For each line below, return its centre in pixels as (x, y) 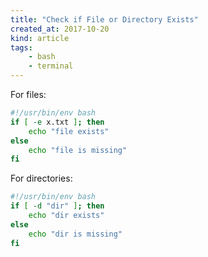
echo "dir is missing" (75, 234)
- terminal (51, 66)
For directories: (41, 178)
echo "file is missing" (78, 150)
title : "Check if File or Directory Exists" (104, 19)
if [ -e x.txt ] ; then (57, 122)
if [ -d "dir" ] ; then (57, 206)
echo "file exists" (69, 131)
